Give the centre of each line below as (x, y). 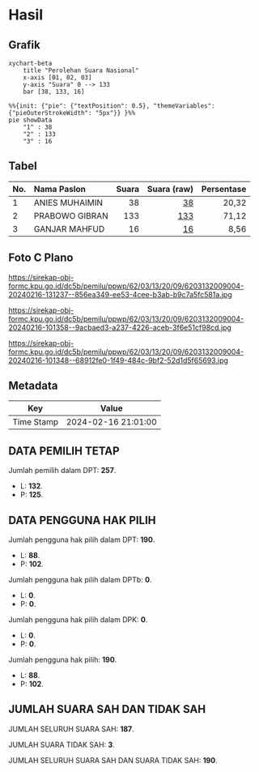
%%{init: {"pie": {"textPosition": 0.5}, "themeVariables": (112, 106)
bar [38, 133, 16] (54, 92)
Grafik (24, 45)
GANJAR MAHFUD (69, 228)
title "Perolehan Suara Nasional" (81, 70)
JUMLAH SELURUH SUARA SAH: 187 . (72, 729)
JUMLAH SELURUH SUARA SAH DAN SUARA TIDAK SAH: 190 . (113, 760)
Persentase (224, 189)
